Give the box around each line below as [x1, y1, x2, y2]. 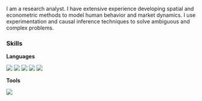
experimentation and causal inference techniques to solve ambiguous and [6, 18, 190, 25]
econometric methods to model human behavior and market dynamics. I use [6, 11, 196, 19]
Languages [6, 53, 35, 60]
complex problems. [6, 24, 54, 31]
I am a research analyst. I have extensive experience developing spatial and [6, 5, 194, 12]
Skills [6, 39, 23, 47]
